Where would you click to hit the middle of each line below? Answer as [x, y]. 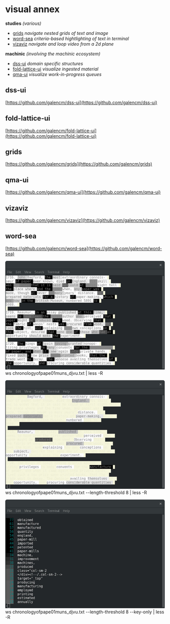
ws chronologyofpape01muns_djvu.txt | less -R [54, 373]
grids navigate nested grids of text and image [60, 33]
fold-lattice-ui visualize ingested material [55, 69]
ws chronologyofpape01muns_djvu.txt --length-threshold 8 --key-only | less [85, 612]
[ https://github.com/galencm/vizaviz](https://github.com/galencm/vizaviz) [83, 220]
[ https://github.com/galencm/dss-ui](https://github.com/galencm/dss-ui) [81, 102]
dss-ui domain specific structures [48, 63]
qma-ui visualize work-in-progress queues [57, 74]
